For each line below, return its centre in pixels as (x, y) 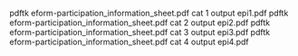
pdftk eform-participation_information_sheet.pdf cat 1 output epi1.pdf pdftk (149, 13)
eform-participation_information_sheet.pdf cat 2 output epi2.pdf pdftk (140, 23)
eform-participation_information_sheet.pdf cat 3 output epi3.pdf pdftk (139, 32)
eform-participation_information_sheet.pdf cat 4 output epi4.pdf (129, 42)
